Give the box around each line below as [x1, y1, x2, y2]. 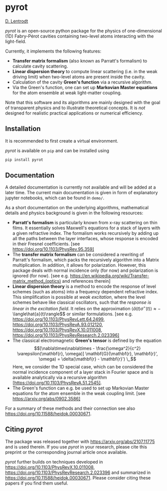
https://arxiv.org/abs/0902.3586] [12, 396, 81, 402]
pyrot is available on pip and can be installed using [5, 147, 110, 154]
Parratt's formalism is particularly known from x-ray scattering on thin [12, 220, 158, 226]
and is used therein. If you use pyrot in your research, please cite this [5, 443, 147, 449]
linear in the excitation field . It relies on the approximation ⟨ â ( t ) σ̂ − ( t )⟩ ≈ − [12, 305, 161, 312]
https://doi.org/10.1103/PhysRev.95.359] [12, 246, 94, 252]
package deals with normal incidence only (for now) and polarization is [12, 267, 159, 274]
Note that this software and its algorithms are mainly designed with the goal [5, 99, 161, 105]
